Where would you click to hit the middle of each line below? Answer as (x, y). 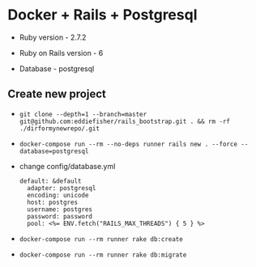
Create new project (57, 94)
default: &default (50, 181)
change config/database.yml (67, 166)
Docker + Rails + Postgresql (102, 15)
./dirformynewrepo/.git (60, 128)
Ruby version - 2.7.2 (53, 37)
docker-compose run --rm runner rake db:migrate (103, 255)
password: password (60, 216)
